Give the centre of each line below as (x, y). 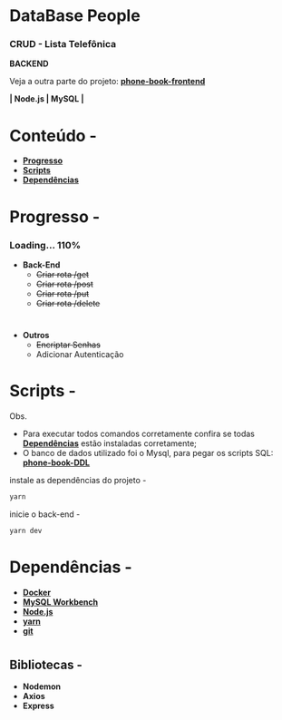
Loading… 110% (45, 245)
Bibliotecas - (46, 664)
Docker (37, 592)
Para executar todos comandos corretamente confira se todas (139, 434)
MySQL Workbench (60, 602)
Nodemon (42, 686)
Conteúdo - (53, 136)
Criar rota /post (64, 284)
